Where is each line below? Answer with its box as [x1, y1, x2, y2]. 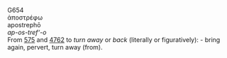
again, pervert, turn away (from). [7, 43, 103, 51]
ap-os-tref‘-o [7, 28, 47, 36]
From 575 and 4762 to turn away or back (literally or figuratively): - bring [7, 36, 221, 44]
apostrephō [7, 21, 41, 29]
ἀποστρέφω [7, 13, 43, 22]
